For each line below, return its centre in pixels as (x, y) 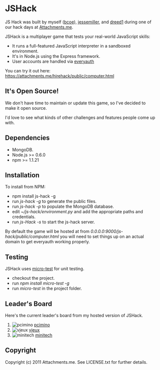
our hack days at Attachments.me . (39, 27)
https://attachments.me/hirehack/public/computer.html (60, 76)
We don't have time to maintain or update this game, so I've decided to (75, 103)
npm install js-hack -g (34, 196)
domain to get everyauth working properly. (48, 242)
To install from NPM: (25, 187)
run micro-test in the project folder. (47, 288)
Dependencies (27, 138)
